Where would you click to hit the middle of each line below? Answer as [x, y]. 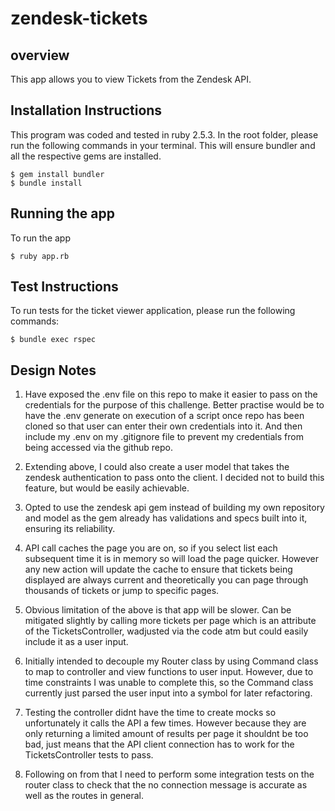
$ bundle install [46, 183]
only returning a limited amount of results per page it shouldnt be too [166, 734]
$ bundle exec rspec [53, 340]
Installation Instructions [86, 110]
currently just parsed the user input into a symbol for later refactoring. [168, 693]
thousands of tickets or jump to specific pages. [122, 591]
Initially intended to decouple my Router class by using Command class [171, 661]
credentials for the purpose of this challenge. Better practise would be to [174, 405]
